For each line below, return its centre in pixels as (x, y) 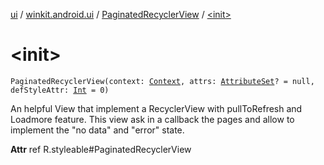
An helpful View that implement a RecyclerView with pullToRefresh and (156, 108)
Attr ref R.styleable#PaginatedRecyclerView (101, 149)
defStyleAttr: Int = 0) (60, 90)
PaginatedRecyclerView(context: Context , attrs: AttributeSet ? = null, (162, 81)
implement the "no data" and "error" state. (97, 130)
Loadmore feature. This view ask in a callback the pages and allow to (152, 119)
